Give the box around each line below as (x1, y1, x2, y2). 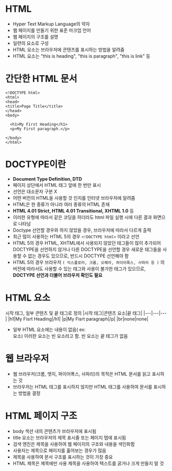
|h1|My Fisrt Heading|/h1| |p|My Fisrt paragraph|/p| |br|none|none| (8, 316, 149, 322)
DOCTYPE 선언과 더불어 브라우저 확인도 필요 (12, 272, 103, 278)
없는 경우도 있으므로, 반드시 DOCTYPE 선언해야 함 (28, 253, 129, 259)
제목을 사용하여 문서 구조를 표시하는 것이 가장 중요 (12, 453, 113, 460)
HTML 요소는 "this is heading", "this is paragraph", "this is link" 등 (12, 53, 150, 59)
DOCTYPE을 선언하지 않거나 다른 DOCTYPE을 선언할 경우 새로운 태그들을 (12, 246, 162, 252)
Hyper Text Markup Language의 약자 (12, 21, 90, 27)
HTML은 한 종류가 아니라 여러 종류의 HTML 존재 (12, 201, 110, 207)
